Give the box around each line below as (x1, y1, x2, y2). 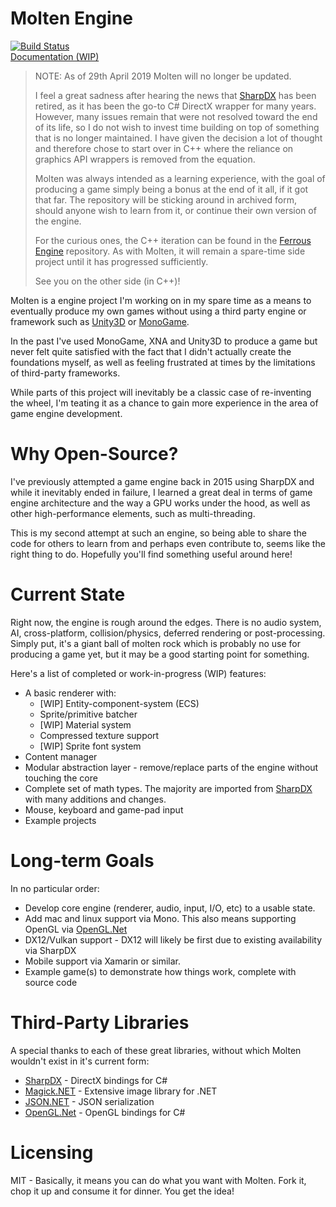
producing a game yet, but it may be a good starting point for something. (10, 648, 310, 660)
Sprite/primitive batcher (39, 708, 138, 720)
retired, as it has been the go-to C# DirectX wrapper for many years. (34, 100, 317, 112)
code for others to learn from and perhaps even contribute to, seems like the (10, 537, 326, 549)
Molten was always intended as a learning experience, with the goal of (34, 172, 326, 184)
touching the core (24, 772, 98, 784)
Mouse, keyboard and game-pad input (24, 803, 184, 816)
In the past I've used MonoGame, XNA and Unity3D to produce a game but (10, 335, 318, 347)
